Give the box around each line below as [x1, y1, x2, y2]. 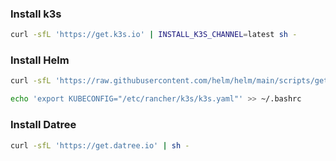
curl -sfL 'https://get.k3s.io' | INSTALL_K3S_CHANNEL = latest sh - [10, 30, 298, 40]
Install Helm [10, 53, 70, 67]
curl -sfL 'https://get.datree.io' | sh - [10, 140, 190, 151]
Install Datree [10, 118, 77, 132]
